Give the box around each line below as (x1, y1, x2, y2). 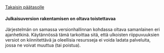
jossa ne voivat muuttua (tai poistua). (5, 42, 81, 49)
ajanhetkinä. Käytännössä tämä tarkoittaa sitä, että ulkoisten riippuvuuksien (5, 32, 160, 38)
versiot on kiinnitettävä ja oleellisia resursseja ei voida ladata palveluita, (5, 37, 151, 43)
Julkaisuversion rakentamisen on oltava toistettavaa (5, 15, 116, 21)
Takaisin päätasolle (5, 4, 45, 10)
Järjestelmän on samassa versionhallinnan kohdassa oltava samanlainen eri (5, 27, 160, 33)
